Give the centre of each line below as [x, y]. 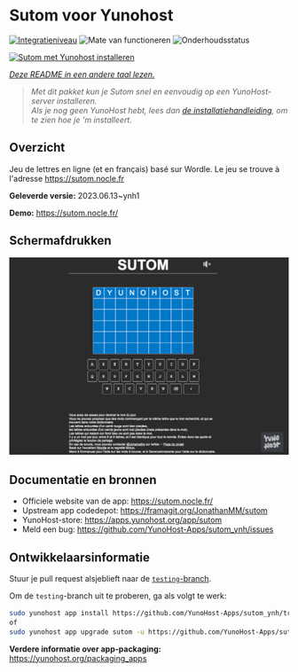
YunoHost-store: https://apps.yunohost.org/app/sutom [122, 520]
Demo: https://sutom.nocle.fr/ [64, 213]
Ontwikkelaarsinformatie [80, 557]
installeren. [77, 101]
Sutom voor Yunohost [91, 16]
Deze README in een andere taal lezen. [82, 74]
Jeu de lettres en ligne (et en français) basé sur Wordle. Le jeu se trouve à [145, 168]
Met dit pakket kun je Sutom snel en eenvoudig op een [130, 91]
